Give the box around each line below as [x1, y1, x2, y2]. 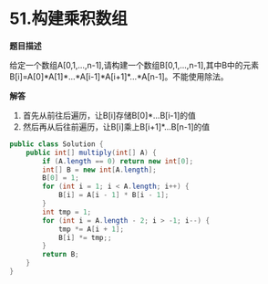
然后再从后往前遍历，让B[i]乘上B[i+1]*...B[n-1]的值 [22, 121, 211, 132]
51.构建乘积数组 [9, 8, 128, 29]
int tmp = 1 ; [42, 207, 92, 216]
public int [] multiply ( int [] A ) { [26, 148, 157, 157]
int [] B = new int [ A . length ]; [42, 165, 157, 174]
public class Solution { [9, 139, 104, 149]
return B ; [42, 250, 79, 259]
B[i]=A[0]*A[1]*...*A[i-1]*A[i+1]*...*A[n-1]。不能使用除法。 [9, 70, 230, 82]
